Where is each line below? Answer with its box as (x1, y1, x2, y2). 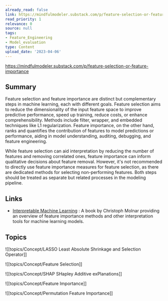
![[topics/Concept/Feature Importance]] (5, 280, 87, 286)
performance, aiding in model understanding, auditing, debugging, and (5, 133, 151, 139)
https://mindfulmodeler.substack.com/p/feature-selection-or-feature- (5, 63, 149, 69)
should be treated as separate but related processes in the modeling (5, 174, 146, 180)
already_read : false (5, 7, 48, 12)
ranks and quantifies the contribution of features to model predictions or (5, 128, 154, 134)
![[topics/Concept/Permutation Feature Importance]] (5, 290, 113, 296)
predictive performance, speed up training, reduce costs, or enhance (5, 112, 147, 118)
